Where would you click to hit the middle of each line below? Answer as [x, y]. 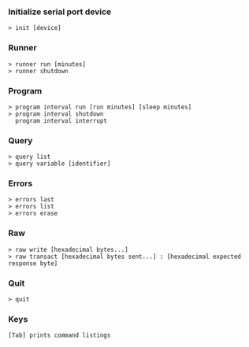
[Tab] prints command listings [59, 336]
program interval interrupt [61, 120]
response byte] [33, 263]
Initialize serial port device [60, 12]
